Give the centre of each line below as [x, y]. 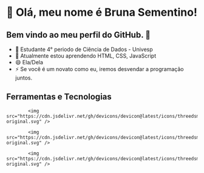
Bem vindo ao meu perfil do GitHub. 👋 [78, 35]
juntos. [23, 78]
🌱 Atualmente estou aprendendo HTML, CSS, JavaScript [86, 56]
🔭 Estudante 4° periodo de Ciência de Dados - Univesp [84, 49]
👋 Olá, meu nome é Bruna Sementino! [102, 12]
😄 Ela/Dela [29, 62]
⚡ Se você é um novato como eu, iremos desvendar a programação [99, 69]
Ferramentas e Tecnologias [59, 97]
